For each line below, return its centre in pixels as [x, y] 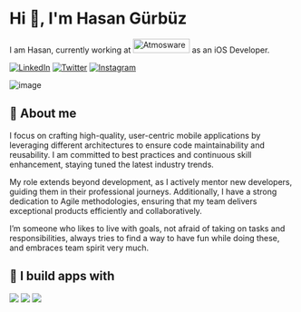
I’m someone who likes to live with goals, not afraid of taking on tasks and [147, 228]
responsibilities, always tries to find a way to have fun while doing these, [145, 238]
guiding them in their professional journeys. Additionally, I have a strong [143, 191]
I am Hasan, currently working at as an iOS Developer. [140, 50]
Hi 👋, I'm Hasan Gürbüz [98, 19]
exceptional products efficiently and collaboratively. [106, 210]
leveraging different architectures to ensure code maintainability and [137, 145]
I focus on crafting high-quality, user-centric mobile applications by [135, 135]
